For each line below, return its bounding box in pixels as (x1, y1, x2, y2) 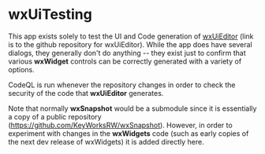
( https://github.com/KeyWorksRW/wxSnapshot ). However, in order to (8, 120, 233, 130)
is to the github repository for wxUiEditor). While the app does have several (8, 39, 252, 49)
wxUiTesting (8, 5, 92, 24)
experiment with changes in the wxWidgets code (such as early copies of (8, 128, 249, 138)
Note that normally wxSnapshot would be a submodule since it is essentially (8, 104, 257, 113)
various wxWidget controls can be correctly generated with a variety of (8, 57, 242, 66)
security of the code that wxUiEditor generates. (8, 88, 164, 97)
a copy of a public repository (8, 112, 102, 121)
